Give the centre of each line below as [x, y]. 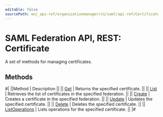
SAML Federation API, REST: [63, 38]
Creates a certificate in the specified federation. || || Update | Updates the [79, 99]
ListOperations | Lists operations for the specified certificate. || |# [70, 109]
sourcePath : [17, 14]
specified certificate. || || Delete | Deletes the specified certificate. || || [75, 104]
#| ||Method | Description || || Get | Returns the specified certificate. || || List [81, 89]
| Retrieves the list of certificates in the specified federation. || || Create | [78, 94]
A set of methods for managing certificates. [49, 62]
